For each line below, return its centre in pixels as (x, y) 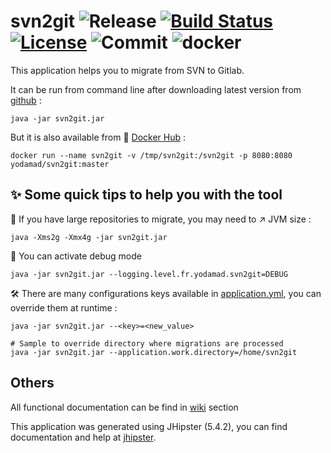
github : (26, 100)
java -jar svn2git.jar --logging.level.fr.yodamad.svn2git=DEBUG (149, 274)
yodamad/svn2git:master (60, 164)
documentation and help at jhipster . (83, 437)
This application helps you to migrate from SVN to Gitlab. (127, 70)
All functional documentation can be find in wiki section (124, 407)
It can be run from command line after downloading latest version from (156, 89)
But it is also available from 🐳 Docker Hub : (98, 137)
